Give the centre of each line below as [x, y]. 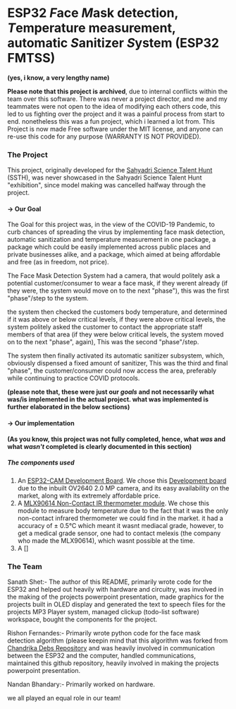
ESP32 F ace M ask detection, [93, 13]
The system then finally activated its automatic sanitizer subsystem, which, [116, 356]
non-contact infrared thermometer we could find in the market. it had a [120, 518]
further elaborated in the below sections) [69, 407]
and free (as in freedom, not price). [58, 262]
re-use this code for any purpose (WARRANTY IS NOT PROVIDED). [104, 136]
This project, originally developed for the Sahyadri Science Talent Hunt [110, 170]
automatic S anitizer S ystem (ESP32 [113, 43]
